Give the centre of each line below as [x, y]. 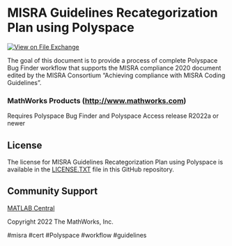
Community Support [53, 191]
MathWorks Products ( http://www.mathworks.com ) [97, 100]
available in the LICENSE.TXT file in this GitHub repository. [91, 169]
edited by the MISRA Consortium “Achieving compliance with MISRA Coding [116, 75]
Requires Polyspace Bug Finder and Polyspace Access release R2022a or [113, 116]
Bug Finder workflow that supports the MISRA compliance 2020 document [114, 68]
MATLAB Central [31, 208]
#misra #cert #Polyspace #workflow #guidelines [77, 235]
